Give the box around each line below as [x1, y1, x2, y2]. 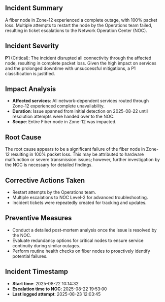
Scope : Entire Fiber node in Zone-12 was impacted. [12, 119, 117, 125]
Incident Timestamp [5, 268, 68, 276]
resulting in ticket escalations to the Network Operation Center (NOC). [5, 27, 147, 34]
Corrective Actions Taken [5, 176, 85, 184]
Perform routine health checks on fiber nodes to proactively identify [12, 248, 150, 254]
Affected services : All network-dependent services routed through [12, 98, 149, 104]
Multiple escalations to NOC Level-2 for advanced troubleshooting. [12, 195, 148, 201]
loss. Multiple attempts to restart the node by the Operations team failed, [5, 22, 153, 28]
